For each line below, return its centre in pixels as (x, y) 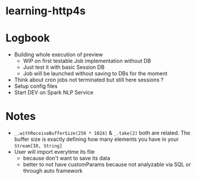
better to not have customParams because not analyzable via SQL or (107, 165)
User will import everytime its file (54, 152)
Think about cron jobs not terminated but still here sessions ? (89, 80)
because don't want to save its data (66, 158)
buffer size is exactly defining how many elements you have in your (96, 139)
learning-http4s (46, 11)
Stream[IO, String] (38, 146)
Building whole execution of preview (58, 55)
